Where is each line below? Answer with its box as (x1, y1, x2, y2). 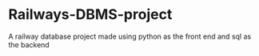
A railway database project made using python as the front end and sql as (8, 32, 252, 41)
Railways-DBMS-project (8, 6, 173, 24)
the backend (8, 39, 50, 49)
